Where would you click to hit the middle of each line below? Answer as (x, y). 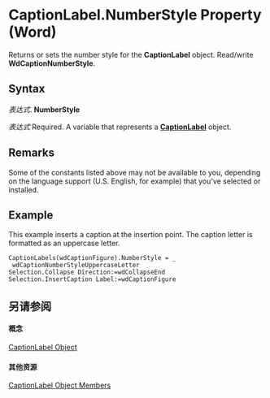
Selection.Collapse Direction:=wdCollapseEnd (87, 273)
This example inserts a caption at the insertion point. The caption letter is (131, 235)
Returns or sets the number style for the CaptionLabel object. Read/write (131, 54)
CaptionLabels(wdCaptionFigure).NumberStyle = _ (92, 258)
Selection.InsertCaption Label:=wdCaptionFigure (92, 279)
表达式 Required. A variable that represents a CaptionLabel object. (120, 127)
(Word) (33, 32)
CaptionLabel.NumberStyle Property (135, 15)
